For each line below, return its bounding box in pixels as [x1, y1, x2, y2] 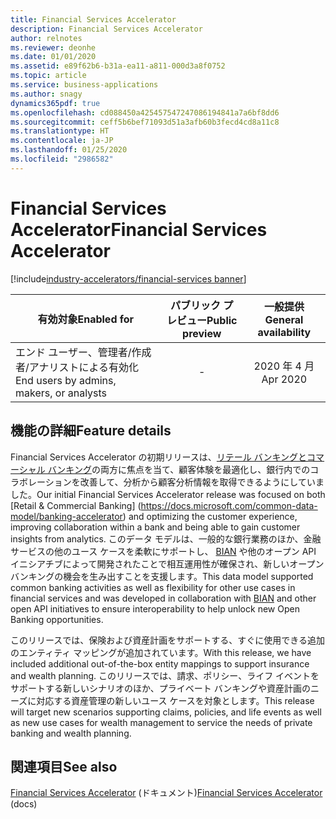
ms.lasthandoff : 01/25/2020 [10, 145, 128, 155]
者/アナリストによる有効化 [15, 360, 139, 374]
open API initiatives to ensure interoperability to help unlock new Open [10, 602, 300, 615]
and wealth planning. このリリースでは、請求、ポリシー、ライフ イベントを [10, 669, 320, 681]
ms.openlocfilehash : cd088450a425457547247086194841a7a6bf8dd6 [10, 107, 280, 118]
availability [257, 325, 312, 339]
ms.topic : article [10, 71, 87, 81]
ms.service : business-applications [10, 80, 159, 90]
